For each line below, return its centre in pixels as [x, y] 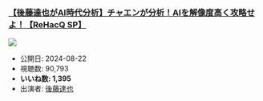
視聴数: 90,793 [44, 69]
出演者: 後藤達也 [47, 89]
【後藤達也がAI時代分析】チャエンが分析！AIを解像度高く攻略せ [131, 12]
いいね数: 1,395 [46, 79]
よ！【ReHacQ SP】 [47, 24]
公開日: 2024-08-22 [53, 59]
